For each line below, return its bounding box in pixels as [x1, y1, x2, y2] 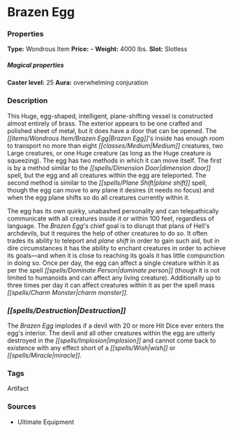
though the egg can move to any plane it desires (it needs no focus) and [7, 185, 215, 194]
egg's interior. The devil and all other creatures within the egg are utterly [7, 329, 216, 337]
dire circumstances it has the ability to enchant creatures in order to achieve [7, 243, 226, 252]
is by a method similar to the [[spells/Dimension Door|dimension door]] [7, 163, 211, 172]
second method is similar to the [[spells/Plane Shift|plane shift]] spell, [7, 178, 207, 187]
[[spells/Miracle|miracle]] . [7, 351, 82, 360]
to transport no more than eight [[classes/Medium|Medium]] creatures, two [7, 141, 223, 150]
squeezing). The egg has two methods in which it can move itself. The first [7, 156, 222, 165]
